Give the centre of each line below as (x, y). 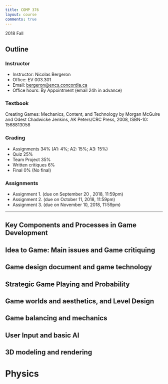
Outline (17, 49)
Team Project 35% (31, 159)
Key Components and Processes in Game (71, 225)
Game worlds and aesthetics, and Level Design (80, 301)
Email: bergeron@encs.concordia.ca (50, 85)
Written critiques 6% (33, 165)
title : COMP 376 (22, 10)
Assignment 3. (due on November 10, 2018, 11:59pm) (66, 205)
